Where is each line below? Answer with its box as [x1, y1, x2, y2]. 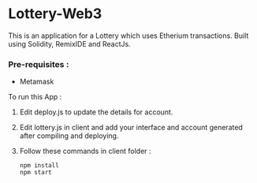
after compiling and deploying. [19, 131, 119, 140]
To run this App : [8, 92, 62, 102]
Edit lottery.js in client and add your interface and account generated [19, 123, 243, 133]
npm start [19, 169, 53, 177]
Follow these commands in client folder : [19, 147, 151, 156]
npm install [19, 162, 59, 170]
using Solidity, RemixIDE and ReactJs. [8, 39, 132, 48]
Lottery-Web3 [8, 5, 102, 23]
